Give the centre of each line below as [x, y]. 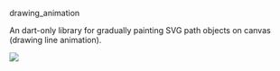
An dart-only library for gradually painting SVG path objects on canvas [140, 30]
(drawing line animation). [56, 40]
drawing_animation [45, 13]
